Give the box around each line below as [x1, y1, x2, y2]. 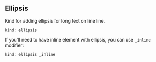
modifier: [5, 42, 24, 48]
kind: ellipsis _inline [5, 52, 56, 57]
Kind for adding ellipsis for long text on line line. [5, 17, 105, 24]
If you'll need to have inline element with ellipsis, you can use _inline [5, 36, 151, 43]
